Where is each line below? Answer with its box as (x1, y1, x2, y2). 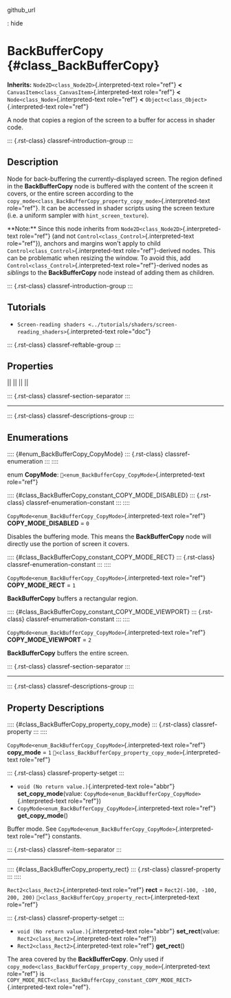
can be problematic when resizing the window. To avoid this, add (7, 254, 191, 262)
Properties (7, 360, 54, 372)
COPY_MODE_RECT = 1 (7, 581, 76, 589)
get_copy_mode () (16, 812, 69, 819)
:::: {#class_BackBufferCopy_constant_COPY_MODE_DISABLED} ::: (7, 491, 196, 499)
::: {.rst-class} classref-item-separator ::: (7, 845, 122, 854)
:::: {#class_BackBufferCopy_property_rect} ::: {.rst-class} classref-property (7, 865, 221, 873)
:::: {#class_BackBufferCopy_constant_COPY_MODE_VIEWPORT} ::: (7, 608, 197, 616)
